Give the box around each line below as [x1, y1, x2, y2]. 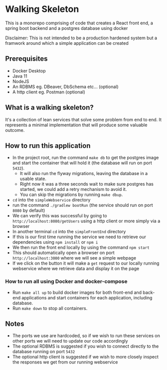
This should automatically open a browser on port [12, 250, 115, 256]
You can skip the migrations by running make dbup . [19, 191, 123, 197]
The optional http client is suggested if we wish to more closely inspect [12, 354, 159, 360]
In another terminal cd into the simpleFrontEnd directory [12, 229, 126, 235]
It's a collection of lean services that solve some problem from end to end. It [5, 116, 162, 122]
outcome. [5, 127, 25, 133]
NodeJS [12, 78, 29, 84]
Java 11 [12, 73, 27, 79]
